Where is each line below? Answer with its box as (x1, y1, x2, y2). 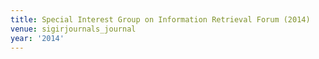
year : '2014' (10, 33, 65, 43)
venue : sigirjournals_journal (10, 24, 137, 34)
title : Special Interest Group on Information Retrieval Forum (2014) (10, 14, 311, 25)
